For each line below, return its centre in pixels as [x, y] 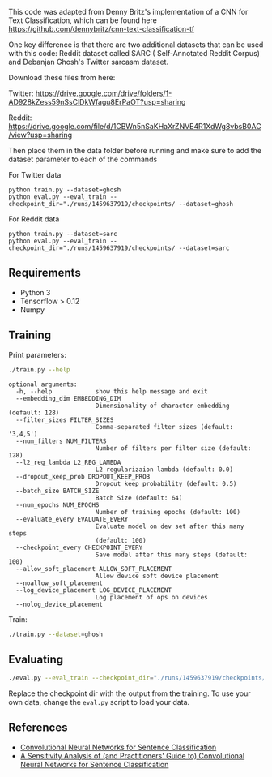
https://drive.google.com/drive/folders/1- [104, 93]
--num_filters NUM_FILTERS [61, 441]
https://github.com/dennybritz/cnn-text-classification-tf [102, 29]
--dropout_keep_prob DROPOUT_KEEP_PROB [83, 477]
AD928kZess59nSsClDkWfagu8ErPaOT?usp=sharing [97, 102]
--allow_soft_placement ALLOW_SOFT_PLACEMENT [94, 569]
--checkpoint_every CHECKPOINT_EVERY [79, 547]
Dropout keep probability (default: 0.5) [166, 483]
